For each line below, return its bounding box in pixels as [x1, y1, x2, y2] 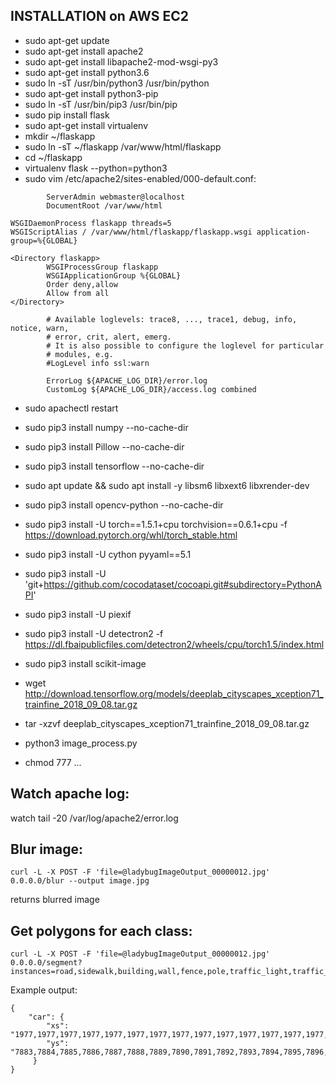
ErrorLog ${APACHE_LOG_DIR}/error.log [46, 375, 208, 386]
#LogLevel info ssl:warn [46, 358, 150, 368]
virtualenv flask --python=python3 [24, 162, 168, 174]
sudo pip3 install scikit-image [24, 657, 147, 669]
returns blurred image [10, 894, 100, 906]
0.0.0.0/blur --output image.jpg [10, 876, 150, 886]
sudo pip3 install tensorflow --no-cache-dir [24, 460, 205, 472]
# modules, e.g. [46, 349, 114, 359]
